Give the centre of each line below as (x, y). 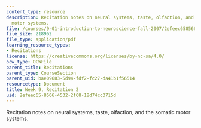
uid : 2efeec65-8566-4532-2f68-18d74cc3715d (61, 95)
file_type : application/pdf (41, 39)
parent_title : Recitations (40, 67)
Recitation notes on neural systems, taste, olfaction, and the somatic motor (98, 112)
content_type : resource (36, 12)
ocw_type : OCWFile (29, 62)
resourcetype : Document (36, 84)
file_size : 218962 (29, 34)
